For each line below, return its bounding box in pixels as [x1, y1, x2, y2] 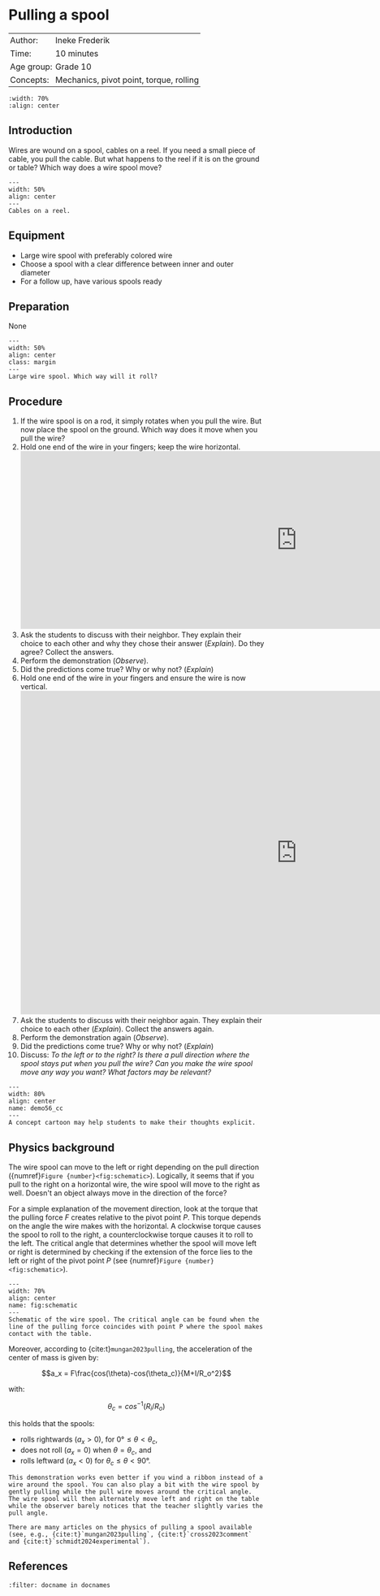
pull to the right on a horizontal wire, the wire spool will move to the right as [8, 1180, 261, 1189]
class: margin [8, 358, 57, 366]
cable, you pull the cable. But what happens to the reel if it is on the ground [8, 154, 260, 163]
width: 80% [8, 1091, 45, 1099]
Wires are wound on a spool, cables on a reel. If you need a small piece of [8, 145, 256, 155]
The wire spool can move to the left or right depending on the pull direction [8, 1162, 260, 1172]
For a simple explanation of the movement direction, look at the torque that [8, 1204, 258, 1213]
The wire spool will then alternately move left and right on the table [8, 1494, 260, 1503]
